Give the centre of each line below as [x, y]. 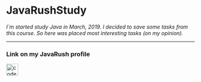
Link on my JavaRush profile [48, 54]
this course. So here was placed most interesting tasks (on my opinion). [95, 33]
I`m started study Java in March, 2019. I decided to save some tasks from [97, 27]
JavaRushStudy [46, 10]
